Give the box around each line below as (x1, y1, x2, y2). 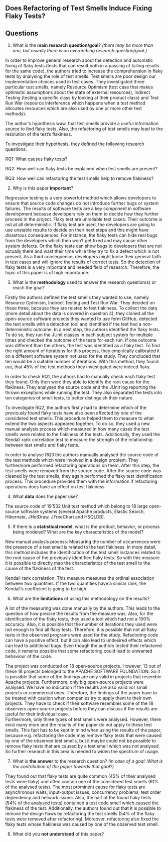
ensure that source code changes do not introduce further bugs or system (5, 200, 159, 206)
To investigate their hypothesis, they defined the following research (5, 141, 144, 147)
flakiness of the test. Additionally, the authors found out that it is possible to (5, 805, 161, 811)
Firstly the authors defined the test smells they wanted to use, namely (5, 294, 149, 300)
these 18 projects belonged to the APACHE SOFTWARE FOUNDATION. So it (5, 668, 160, 675)
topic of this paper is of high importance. (5, 270, 90, 276)
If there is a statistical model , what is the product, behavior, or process (12, 523, 160, 530)
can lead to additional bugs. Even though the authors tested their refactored (5, 643, 162, 649)
